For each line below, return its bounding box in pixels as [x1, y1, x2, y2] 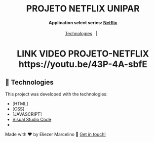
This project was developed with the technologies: [5, 91, 108, 97]
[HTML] [12, 101, 29, 107]
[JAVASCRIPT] [12, 111, 42, 117]
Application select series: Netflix [48, 19, 117, 25]
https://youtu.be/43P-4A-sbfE [18, 58, 148, 70]
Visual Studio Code [12, 117, 52, 123]
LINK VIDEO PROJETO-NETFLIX [17, 48, 149, 59]
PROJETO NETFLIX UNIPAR [26, 3, 140, 14]
